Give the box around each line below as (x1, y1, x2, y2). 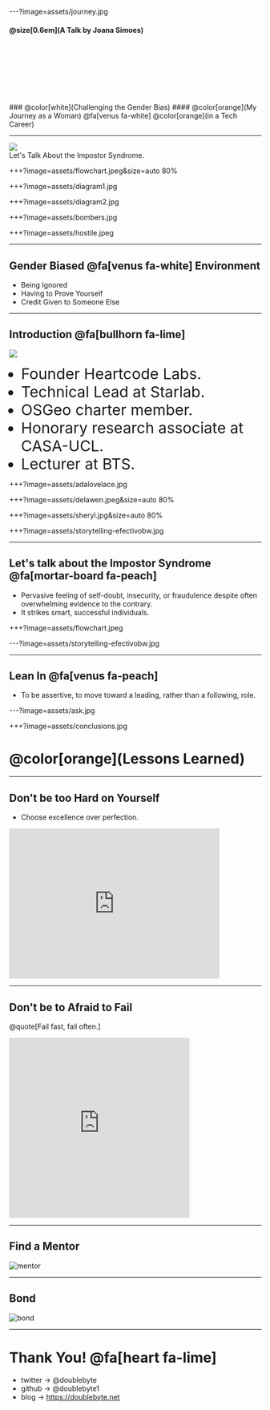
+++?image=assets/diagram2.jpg (9, 197, 119, 207)
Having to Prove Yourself (20, 288, 103, 299)
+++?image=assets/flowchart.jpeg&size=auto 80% (9, 166, 178, 175)
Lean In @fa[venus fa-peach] (9, 669, 159, 683)
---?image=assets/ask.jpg (9, 706, 95, 715)
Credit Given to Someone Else (20, 297, 120, 307)
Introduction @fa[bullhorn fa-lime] (9, 328, 186, 341)
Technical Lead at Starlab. (20, 382, 205, 401)
